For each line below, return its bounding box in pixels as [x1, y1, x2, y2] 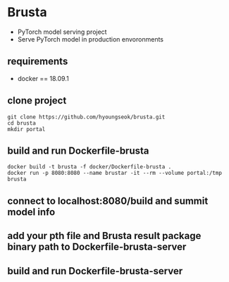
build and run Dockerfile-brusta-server [7, 265, 183, 277]
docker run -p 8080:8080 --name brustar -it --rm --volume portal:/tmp [7, 170, 222, 177]
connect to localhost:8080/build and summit [7, 195, 209, 207]
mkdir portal [7, 125, 46, 133]
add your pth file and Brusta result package [7, 230, 202, 242]
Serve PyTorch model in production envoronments [17, 35, 164, 43]
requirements [7, 56, 68, 68]
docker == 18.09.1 [17, 74, 69, 82]
